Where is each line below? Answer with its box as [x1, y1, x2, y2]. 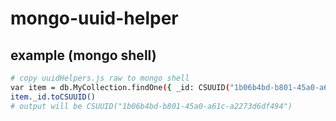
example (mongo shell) [10, 47, 157, 64]
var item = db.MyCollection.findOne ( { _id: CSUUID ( [10, 82, 230, 92]
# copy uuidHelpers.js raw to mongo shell [10, 73, 190, 83]
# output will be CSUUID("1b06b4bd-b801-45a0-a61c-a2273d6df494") [10, 101, 293, 111]
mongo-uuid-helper [10, 7, 179, 30]
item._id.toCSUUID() [10, 92, 97, 102]
